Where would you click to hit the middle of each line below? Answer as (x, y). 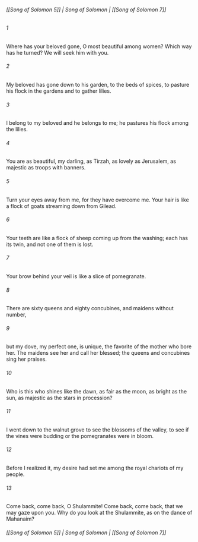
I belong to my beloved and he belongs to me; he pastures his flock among (97, 123)
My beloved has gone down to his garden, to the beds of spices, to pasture (98, 85)
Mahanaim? (20, 519)
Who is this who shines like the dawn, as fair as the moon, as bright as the (97, 391)
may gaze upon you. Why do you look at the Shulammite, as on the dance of (99, 513)
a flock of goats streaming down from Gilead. (61, 206)
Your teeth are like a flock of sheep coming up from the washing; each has (97, 238)
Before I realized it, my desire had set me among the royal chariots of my (95, 468)
